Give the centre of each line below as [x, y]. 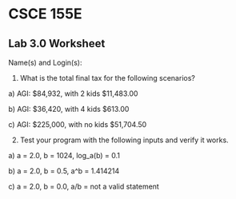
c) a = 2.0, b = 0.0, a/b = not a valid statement [84, 186]
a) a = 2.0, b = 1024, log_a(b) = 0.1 [64, 155]
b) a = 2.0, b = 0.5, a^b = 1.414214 [64, 171]
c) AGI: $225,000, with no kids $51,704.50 [78, 124]
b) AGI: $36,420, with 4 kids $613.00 [69, 109]
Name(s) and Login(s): [45, 62]
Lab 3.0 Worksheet [57, 44]
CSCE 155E [45, 14]
